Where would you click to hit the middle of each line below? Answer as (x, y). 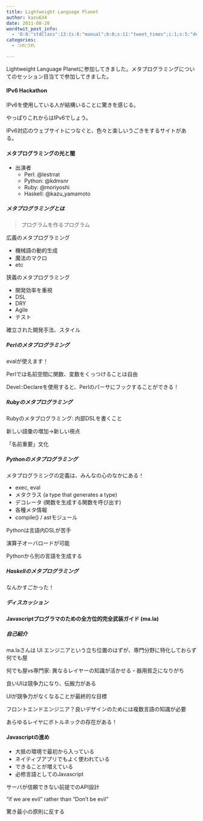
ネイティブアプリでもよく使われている (62, 759)
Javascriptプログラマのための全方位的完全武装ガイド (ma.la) (82, 619)
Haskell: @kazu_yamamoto (57, 194)
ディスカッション (27, 602)
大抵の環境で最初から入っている (55, 751)
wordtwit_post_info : (32, 29)
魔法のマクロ (31, 258)
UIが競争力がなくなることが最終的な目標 (57, 696)
